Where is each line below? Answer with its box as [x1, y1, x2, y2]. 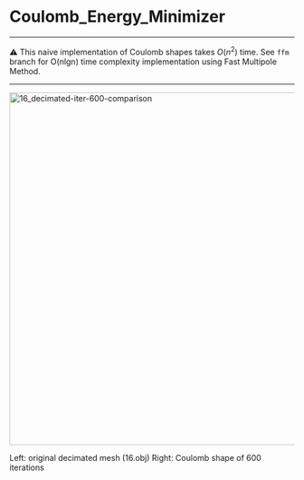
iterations [9, 462, 45, 473]
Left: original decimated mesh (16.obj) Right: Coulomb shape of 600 [9, 452, 262, 463]
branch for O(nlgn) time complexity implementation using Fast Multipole [9, 56, 278, 67]
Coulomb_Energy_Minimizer [9, 6, 226, 27]
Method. [9, 65, 41, 76]
